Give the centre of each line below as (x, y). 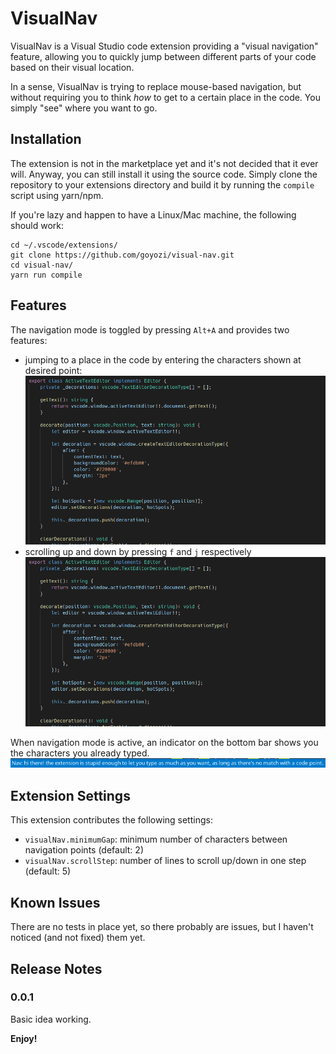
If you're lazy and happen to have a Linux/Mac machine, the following (153, 214)
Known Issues (55, 902)
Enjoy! (24, 1038)
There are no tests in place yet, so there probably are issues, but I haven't (162, 927)
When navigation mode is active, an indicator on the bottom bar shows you (164, 742)
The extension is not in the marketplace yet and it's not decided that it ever (164, 163)
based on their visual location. (72, 67)
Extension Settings (70, 795)
